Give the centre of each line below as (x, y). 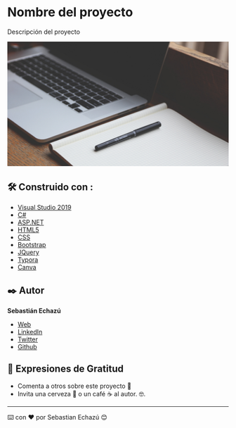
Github (27, 347)
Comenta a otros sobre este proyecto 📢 (74, 386)
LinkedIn (30, 332)
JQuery (28, 252)
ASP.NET (31, 222)
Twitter (28, 339)
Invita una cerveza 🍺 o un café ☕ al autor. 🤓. (81, 394)
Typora (28, 260)
